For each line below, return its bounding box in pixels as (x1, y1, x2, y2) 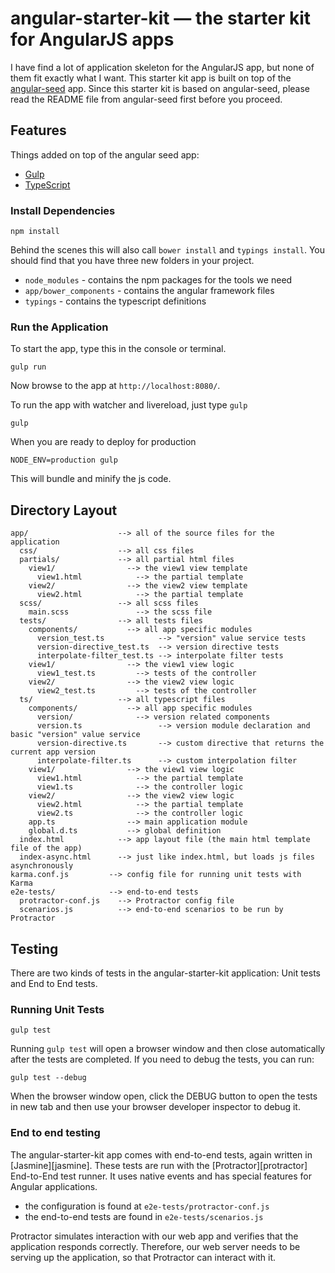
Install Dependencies (10, 203, 116, 217)
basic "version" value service (10, 730, 141, 740)
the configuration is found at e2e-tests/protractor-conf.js (24, 1200, 270, 1212)
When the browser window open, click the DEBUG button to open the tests (10, 1090, 318, 1102)
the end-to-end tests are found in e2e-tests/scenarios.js (24, 1210, 264, 1222)
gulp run (10, 362, 47, 372)
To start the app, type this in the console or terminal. (10, 343, 227, 355)
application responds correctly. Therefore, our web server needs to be (10, 1240, 301, 1252)
